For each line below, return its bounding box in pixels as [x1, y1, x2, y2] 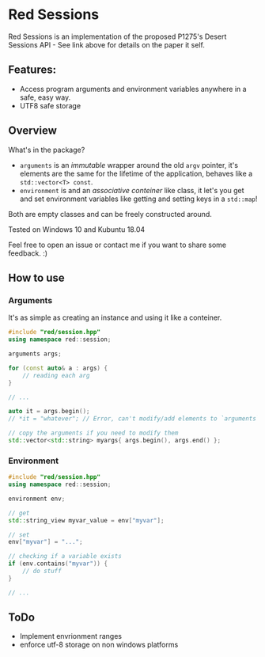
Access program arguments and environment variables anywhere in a [19, 84, 247, 93]
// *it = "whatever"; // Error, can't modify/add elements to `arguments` [8, 415, 260, 423]
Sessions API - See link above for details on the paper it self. [8, 40, 206, 49]
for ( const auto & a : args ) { [8, 364, 108, 372]
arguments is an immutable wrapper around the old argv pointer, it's [19, 160, 239, 169]
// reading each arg [22, 371, 90, 379]
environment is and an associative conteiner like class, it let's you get [19, 185, 244, 195]
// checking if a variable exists [8, 553, 123, 560]
